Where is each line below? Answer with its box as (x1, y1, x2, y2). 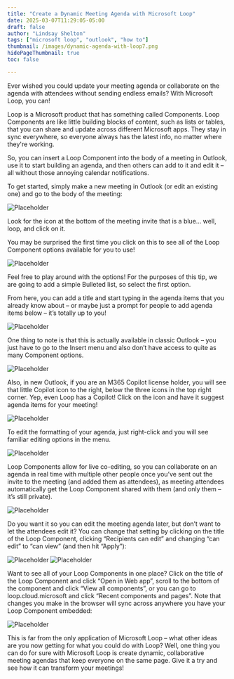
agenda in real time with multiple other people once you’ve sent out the (7, 470, 213, 478)
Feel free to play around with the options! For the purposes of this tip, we (7, 272, 218, 281)
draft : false (7, 23, 46, 30)
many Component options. (7, 351, 84, 359)
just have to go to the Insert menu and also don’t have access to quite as (7, 343, 217, 351)
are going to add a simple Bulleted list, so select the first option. (7, 280, 191, 288)
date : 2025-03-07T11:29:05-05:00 (7, 17, 105, 24)
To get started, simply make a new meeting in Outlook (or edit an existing (7, 182, 219, 190)
